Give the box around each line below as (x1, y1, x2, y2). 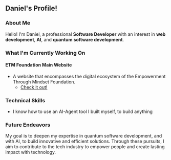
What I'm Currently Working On (5, 49, 85, 56)
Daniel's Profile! (5, 4, 58, 13)
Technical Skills (5, 97, 46, 104)
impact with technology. (5, 149, 56, 155)
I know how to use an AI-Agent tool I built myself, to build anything (12, 108, 153, 115)
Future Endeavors (5, 121, 51, 128)
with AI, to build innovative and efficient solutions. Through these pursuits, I (5, 138, 165, 145)
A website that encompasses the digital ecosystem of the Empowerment (12, 73, 166, 79)
